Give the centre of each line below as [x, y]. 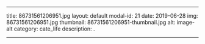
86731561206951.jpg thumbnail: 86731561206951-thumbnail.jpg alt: [91, 22]
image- [186, 22]
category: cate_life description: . [55, 29]
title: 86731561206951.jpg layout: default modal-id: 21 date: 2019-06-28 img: [102, 16]
